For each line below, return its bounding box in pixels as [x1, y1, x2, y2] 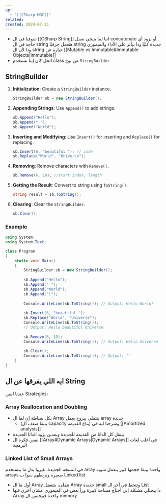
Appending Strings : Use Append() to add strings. [12, 105, 116, 111]
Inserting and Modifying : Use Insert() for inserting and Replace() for [12, 133, 160, 140]
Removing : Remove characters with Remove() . [12, 163, 109, 169]
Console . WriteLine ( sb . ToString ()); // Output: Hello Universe [23, 339, 158, 344]
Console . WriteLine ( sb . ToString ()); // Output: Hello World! [23, 301, 154, 306]
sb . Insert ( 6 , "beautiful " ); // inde [12, 149, 93, 154]
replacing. [12, 139, 34, 145]
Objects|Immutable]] [12, 52, 56, 58]
